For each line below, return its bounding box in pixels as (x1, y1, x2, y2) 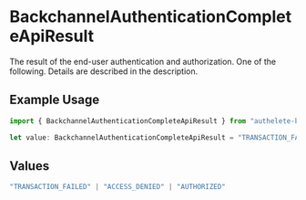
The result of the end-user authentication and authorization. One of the (9, 56, 276, 67)
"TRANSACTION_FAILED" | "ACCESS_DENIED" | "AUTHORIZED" (9, 183, 226, 192)
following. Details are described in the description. (9, 66, 199, 77)
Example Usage (9, 92, 100, 108)
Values (9, 158, 50, 174)
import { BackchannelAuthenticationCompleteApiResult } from (9, 116, 247, 125)
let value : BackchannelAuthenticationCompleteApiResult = (9, 132, 234, 142)
